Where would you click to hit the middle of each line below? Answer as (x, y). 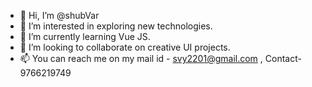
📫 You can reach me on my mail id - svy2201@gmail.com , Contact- (160, 58)
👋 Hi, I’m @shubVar (59, 15)
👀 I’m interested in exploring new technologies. (116, 26)
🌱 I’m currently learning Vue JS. (85, 36)
